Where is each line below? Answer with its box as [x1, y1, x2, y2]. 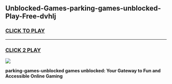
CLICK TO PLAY [5, 27, 45, 35]
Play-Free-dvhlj [5, 12, 56, 21]
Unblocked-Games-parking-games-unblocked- [5, 4, 161, 13]
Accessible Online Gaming [5, 73, 63, 79]
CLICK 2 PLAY [5, 46, 41, 53]
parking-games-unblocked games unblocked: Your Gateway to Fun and [5, 67, 161, 73]
